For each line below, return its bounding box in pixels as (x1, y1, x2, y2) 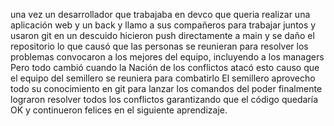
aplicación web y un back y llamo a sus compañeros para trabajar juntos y (10, 19, 317, 31)
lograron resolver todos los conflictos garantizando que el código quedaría (10, 94, 318, 105)
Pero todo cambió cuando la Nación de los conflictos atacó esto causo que (10, 62, 320, 73)
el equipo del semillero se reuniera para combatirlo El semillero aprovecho (10, 72, 316, 84)
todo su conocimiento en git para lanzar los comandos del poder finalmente (10, 83, 323, 94)
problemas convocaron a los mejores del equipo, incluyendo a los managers (10, 51, 325, 63)
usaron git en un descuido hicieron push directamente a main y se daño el (10, 30, 315, 41)
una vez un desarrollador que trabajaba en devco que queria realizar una (10, 9, 311, 20)
